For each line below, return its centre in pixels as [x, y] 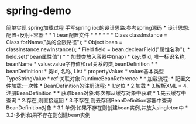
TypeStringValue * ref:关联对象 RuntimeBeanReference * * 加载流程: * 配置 [96, 78]
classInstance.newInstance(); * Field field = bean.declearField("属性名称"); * [98, 49]
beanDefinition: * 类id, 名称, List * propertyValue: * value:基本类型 [85, 71]
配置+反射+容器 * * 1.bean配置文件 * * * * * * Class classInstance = [87, 35]
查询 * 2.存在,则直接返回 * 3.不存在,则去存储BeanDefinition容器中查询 [89, 100]
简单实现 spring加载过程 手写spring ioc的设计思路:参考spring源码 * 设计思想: [98, 27]
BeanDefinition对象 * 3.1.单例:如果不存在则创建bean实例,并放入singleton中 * [97, 107]
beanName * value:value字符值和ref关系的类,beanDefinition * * [82, 64]
